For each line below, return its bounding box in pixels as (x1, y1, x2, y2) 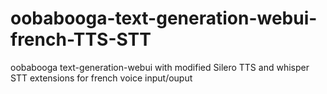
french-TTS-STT (10, 28, 152, 51)
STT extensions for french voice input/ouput (10, 72, 193, 84)
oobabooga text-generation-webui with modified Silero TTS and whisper (10, 61, 310, 73)
